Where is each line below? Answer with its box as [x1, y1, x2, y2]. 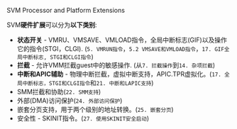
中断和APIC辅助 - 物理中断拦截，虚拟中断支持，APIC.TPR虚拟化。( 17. [16, 70, 221, 78]
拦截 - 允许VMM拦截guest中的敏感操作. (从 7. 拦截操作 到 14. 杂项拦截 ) [16, 61, 216, 69]
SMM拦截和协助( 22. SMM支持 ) [16, 88, 101, 96]
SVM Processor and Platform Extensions [6, 6, 126, 14]
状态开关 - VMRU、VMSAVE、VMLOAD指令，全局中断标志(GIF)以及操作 [16, 35, 228, 44]
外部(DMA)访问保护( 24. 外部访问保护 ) [16, 96, 123, 105]
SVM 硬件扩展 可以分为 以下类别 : [6, 21, 97, 29]
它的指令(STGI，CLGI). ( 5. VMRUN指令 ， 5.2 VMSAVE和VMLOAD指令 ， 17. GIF [16, 45, 225, 52]
